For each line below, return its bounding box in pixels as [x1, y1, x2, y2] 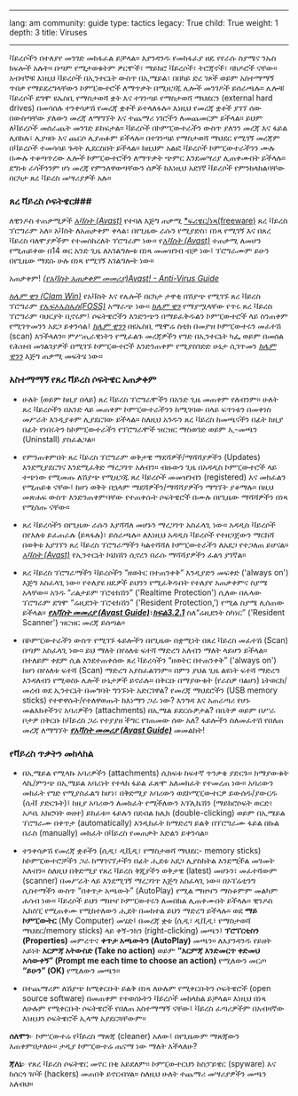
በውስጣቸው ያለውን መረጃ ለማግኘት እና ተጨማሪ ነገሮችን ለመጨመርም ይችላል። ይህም [9, 113, 263, 123]
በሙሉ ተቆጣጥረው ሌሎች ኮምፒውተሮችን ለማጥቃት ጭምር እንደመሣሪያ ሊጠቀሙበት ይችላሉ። [9, 153, 286, 163]
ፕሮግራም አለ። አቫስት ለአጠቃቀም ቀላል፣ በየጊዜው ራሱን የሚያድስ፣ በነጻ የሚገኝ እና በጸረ [9, 226, 271, 236]
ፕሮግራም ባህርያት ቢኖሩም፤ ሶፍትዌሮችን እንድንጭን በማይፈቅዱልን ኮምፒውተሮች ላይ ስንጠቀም [9, 311, 288, 322]
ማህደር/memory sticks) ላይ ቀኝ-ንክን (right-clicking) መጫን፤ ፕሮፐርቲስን [21, 925, 260, 935]
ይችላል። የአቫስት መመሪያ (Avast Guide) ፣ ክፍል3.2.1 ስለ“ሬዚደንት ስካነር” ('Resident [21, 607, 286, 617]
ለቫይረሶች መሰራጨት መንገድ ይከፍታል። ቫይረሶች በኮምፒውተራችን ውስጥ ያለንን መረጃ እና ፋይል [9, 123, 288, 133]
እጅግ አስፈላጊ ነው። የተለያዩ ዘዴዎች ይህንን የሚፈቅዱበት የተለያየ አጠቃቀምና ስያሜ [21, 576, 268, 587]
